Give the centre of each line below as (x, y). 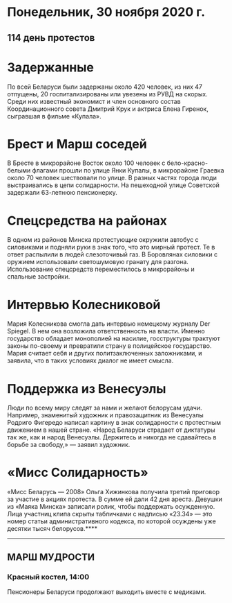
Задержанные (51, 67)
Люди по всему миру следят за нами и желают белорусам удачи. (105, 408)
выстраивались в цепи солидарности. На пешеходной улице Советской (113, 185)
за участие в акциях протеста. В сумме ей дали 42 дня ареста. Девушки (115, 499)
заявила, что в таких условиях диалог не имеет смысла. (90, 360)
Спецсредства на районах (87, 221)
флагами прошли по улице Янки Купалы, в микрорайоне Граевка (128, 171)
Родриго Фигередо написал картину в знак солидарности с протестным (114, 423)
